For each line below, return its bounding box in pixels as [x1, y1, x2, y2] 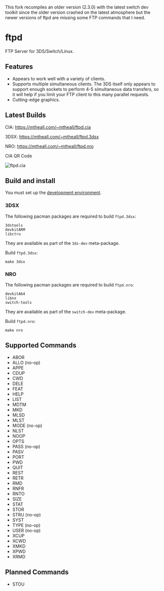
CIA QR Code [5, 153, 32, 158]
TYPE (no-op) [12, 522, 41, 528]
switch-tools [5, 300, 32, 305]
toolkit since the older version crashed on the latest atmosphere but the [5, 9, 151, 15]
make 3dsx [5, 259, 26, 264]
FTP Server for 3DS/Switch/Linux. [5, 48, 74, 54]
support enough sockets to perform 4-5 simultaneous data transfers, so [12, 86, 159, 92]
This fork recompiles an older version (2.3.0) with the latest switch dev [5, 4, 149, 10]
